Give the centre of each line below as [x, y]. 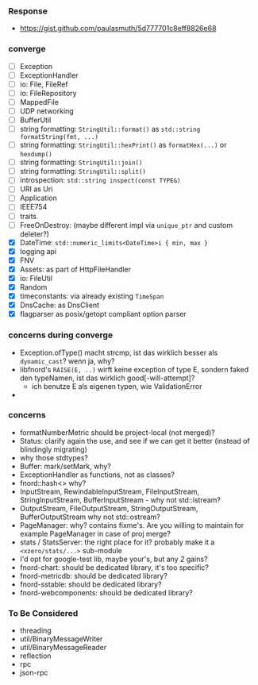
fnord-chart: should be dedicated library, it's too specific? [114, 567]
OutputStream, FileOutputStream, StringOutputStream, [109, 508]
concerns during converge [61, 335]
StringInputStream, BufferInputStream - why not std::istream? [120, 500]
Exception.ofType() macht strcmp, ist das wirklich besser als [119, 352]
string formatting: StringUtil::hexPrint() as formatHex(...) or [123, 145]
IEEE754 [33, 207]
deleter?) [35, 234]
